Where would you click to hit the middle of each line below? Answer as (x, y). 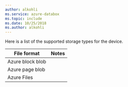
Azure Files (20, 77)
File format (27, 53)
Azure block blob (27, 62)
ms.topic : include (24, 18)
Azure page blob (26, 70)
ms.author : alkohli (25, 28)
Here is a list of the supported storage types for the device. (64, 41)
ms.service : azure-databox (32, 14)
